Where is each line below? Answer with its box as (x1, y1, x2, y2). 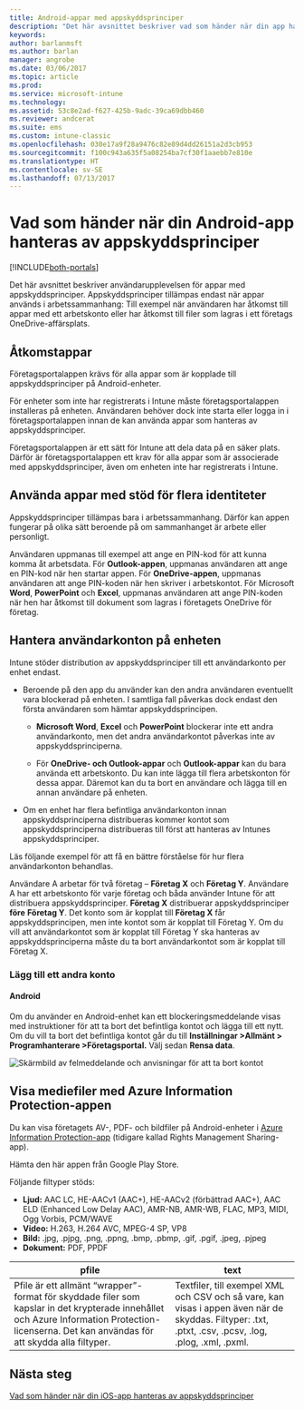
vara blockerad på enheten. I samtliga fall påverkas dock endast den (22, 693, 278, 704)
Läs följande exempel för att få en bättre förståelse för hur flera (9, 850, 244, 862)
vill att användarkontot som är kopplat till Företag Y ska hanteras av (9, 926, 261, 937)
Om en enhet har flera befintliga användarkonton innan (22, 804, 227, 815)
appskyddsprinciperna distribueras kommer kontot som (22, 814, 230, 825)
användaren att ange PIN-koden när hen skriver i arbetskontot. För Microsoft (9, 577, 295, 588)
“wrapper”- (92, 1278, 143, 1291)
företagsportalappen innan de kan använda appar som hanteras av (9, 415, 258, 426)
